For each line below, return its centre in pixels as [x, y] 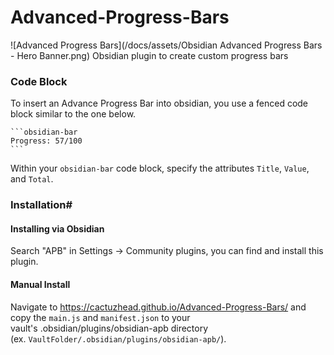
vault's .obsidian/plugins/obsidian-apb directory [109, 328]
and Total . [32, 179]
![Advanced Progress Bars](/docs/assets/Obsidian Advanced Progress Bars [166, 45]
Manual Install [40, 284]
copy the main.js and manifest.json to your [100, 317]
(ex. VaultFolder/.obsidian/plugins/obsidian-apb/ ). [118, 338]
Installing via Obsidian [57, 228]
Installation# [41, 205]
